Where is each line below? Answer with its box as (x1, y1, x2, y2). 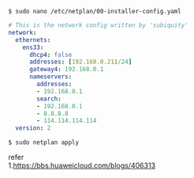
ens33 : (22, 44, 44, 51)
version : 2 (15, 124, 51, 132)
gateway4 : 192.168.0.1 (28, 66, 104, 74)
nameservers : (28, 73, 73, 81)
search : (36, 95, 62, 103)
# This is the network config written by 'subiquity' (8, 21, 189, 29)
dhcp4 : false (28, 51, 73, 59)
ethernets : (15, 36, 51, 44)
